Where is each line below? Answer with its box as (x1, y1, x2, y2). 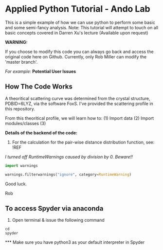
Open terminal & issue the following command (12, 217, 105, 223)
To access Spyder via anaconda (5, 204, 104, 213)
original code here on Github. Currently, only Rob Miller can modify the (5, 54, 147, 59)
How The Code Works (5, 83, 73, 91)
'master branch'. (5, 59, 38, 65)
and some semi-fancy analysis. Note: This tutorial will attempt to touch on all (5, 24, 159, 30)
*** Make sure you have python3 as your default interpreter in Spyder (5, 239, 145, 245)
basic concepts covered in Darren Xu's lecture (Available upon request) (5, 30, 148, 36)
